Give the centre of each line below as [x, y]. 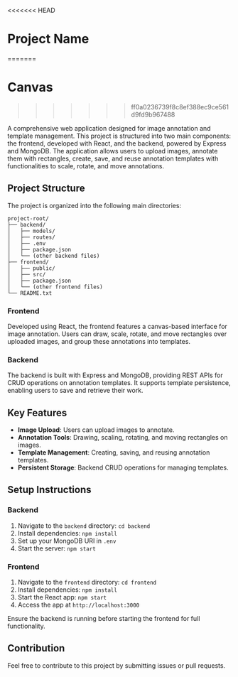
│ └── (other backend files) [54, 256]
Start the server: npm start [56, 548]
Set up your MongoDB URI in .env [67, 541]
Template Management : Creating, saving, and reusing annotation [114, 453]
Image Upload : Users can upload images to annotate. [96, 430]
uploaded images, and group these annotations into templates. [99, 341]
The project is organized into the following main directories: [94, 205]
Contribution [36, 648]
